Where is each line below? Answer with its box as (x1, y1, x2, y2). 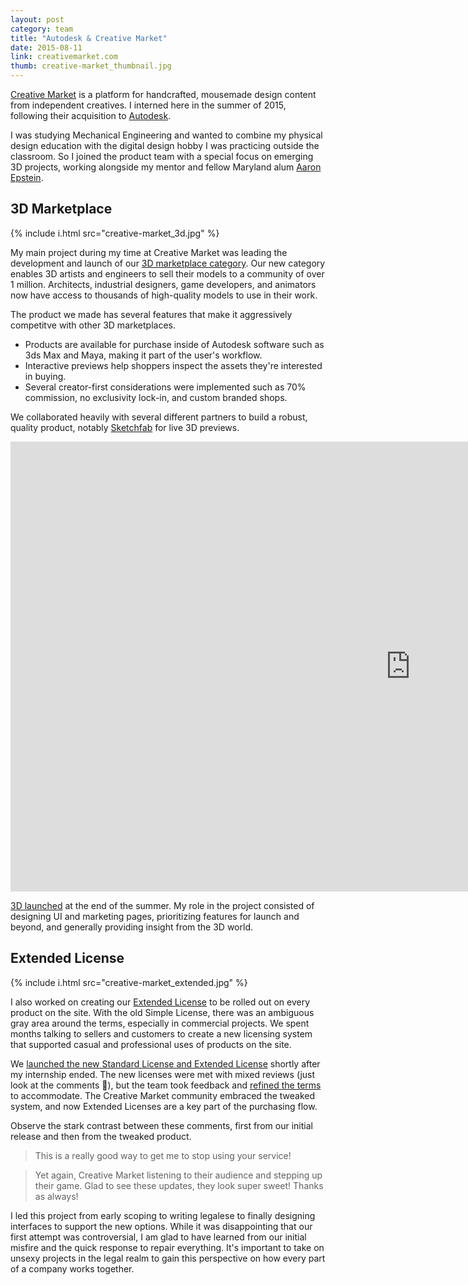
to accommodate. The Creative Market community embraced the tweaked (10, 1089, 316, 1101)
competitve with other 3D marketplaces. (10, 319, 176, 331)
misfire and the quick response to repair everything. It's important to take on (10, 1241, 325, 1253)
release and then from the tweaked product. (10, 1130, 192, 1142)
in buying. (24, 370, 67, 382)
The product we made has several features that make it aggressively (10, 308, 293, 320)
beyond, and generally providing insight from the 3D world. (10, 921, 253, 933)
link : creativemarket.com (10, 52, 118, 62)
